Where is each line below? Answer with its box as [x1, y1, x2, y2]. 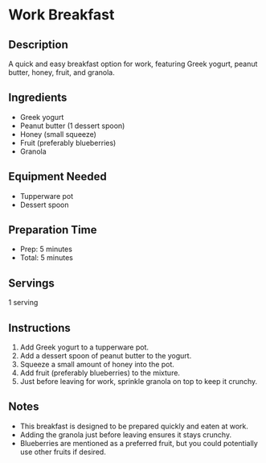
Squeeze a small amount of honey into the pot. [19, 360, 175, 370]
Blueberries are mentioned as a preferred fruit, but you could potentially [19, 438, 259, 448]
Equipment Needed [8, 170, 107, 184]
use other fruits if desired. [19, 447, 106, 457]
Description [8, 38, 68, 52]
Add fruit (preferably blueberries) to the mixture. [19, 368, 181, 378]
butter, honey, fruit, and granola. [8, 68, 115, 77]
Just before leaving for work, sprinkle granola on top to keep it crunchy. [19, 377, 258, 387]
